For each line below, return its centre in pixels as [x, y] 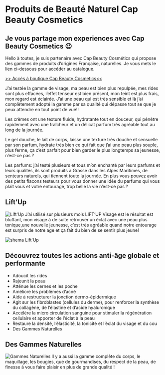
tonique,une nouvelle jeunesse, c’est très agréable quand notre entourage [81, 225]
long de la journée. [24, 130]
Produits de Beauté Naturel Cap [72, 9]
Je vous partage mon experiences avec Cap [75, 38]
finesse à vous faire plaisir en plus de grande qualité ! [60, 367]
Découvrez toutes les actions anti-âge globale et [82, 256]
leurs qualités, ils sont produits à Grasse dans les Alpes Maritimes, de [77, 170]
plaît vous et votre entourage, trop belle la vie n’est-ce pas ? [67, 186]
